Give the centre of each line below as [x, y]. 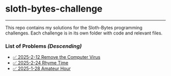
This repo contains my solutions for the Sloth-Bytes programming [74, 27]
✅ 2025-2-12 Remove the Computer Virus [56, 57]
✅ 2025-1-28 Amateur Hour [42, 68]
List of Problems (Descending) [44, 46]
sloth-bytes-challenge [54, 9]
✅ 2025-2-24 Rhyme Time [40, 63]
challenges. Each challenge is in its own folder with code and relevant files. [84, 33]
